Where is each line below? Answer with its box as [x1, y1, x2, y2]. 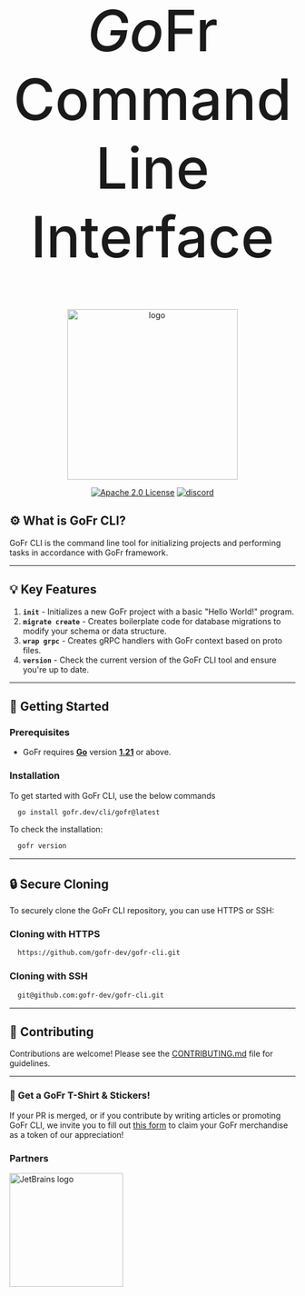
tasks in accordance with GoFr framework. [9, 547, 169, 558]
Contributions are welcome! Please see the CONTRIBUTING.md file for [9, 1048, 274, 1060]
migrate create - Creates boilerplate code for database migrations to [22, 615, 281, 626]
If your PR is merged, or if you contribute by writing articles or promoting [9, 1110, 281, 1121]
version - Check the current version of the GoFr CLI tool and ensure [22, 654, 277, 665]
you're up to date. [22, 663, 90, 674]
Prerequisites [9, 725, 70, 738]
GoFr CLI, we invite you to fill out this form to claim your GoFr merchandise [9, 1120, 289, 1131]
